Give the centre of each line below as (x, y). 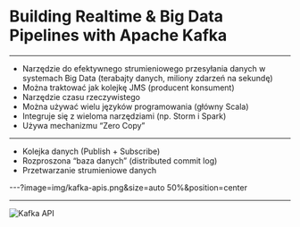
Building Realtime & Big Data (117, 17)
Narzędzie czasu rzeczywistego (81, 97)
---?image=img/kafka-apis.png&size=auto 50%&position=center (129, 187)
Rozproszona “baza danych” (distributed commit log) (120, 160)
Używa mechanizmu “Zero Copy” (83, 125)
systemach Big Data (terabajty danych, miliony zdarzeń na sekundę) (148, 78)
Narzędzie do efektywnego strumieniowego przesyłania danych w (144, 68)
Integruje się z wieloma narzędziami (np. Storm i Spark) (124, 116)
